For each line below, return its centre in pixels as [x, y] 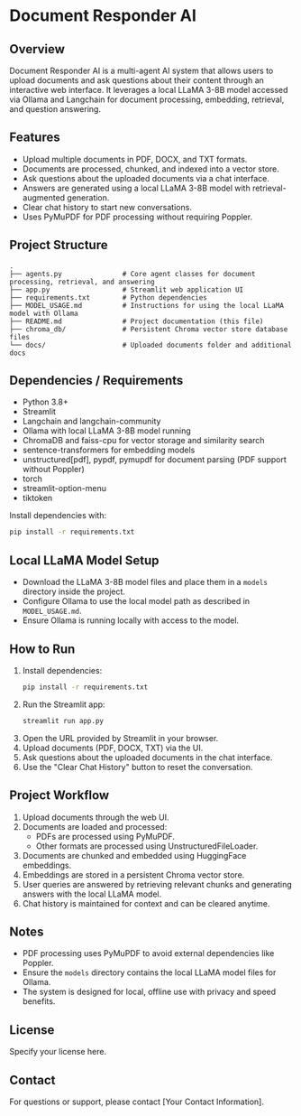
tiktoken [37, 498]
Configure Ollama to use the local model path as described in [136, 601]
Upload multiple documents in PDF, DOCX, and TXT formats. [135, 159]
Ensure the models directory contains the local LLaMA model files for [149, 972]
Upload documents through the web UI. [96, 817]
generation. [88, 197]
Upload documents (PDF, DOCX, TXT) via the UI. [113, 748]
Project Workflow [59, 795]
